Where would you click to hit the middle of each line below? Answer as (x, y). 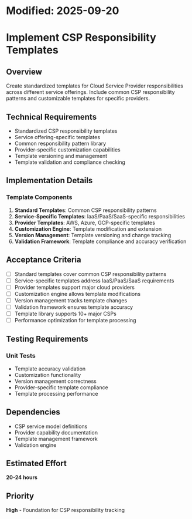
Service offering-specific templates (57, 137)
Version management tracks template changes (71, 300)
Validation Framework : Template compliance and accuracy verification (100, 241)
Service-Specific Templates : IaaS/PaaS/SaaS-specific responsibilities (100, 216)
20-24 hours (22, 477)
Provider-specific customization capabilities (68, 150)
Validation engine (35, 445)
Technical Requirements (52, 117)
